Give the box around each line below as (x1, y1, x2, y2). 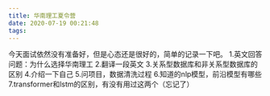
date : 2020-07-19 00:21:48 (8, 19, 99, 27)
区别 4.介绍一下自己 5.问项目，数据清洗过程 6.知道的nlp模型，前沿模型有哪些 (8, 70, 262, 79)
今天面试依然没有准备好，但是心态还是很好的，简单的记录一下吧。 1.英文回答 (8, 50, 263, 59)
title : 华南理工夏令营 (8, 11, 77, 20)
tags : (8, 26, 27, 34)
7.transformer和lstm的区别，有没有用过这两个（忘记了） (8, 79, 194, 89)
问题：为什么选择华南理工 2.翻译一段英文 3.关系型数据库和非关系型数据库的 (8, 59, 258, 69)
